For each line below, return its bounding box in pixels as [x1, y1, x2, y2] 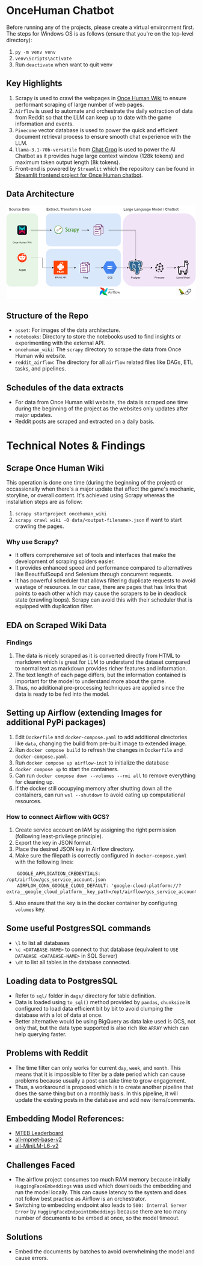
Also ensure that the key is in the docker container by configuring [14, 900, 177, 907]
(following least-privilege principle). [14, 833, 103, 840]
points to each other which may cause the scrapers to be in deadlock [14, 590, 187, 597]
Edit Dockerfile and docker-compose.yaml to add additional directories [14, 733, 188, 740]
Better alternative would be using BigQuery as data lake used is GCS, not [14, 1017, 196, 1025]
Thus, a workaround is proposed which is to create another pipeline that [14, 1083, 194, 1090]
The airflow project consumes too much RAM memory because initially [14, 1176, 191, 1183]
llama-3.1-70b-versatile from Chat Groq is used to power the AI [14, 145, 176, 153]
